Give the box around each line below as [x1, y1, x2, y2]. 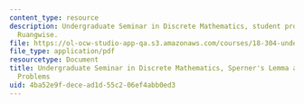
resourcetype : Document [9, 55, 100, 64]
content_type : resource [9, 13, 100, 23]
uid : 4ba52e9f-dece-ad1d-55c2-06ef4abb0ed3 [9, 80, 176, 90]
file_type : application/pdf [9, 47, 116, 56]
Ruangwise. [17, 30, 59, 39]
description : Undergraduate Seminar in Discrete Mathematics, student [9, 22, 281, 31]
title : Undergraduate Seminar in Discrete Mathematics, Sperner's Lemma [9, 64, 290, 73]
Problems [17, 72, 51, 81]
